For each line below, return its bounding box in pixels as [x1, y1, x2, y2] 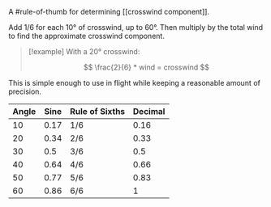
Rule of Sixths [70, 106, 126, 116]
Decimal [132, 106, 166, 116]
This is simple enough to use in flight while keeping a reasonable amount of [8, 78, 261, 87]
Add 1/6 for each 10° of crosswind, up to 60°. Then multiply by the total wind [8, 23, 264, 32]
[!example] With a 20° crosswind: [28, 47, 140, 56]
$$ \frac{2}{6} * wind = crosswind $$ [83, 62, 209, 72]
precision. [8, 87, 42, 96]
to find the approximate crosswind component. [8, 32, 165, 40]
